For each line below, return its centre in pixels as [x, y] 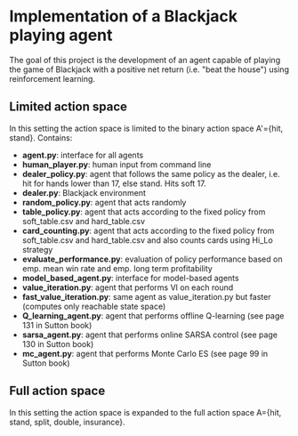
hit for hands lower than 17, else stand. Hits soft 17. [114, 183]
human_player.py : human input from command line [117, 164]
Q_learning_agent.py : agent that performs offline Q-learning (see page [153, 315]
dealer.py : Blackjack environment [84, 192]
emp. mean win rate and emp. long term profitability [117, 268]
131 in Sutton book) [57, 325]
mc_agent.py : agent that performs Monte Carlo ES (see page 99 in [145, 353]
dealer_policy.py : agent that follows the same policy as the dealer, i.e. [151, 174]
